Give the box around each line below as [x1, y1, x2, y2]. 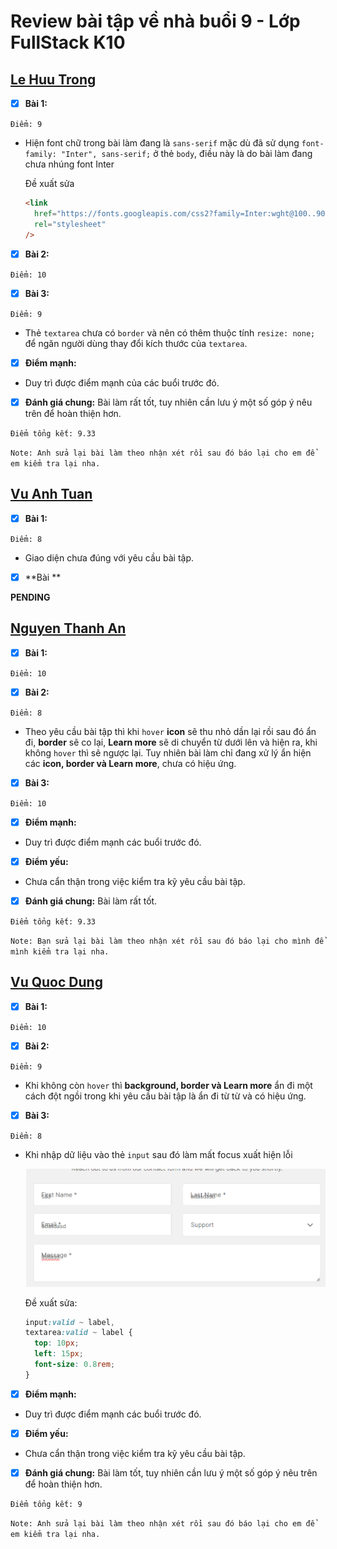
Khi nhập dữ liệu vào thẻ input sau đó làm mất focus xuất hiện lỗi [24, 1148, 293, 1160]
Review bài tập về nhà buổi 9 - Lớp [10, 10, 301, 33]
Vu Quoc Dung [10, 974, 103, 991]
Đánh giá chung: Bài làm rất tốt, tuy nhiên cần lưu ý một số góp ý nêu [24, 396, 313, 408]
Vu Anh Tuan [10, 486, 93, 503]
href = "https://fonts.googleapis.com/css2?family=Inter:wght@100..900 [34, 208, 330, 219]
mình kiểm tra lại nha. [10, 946, 110, 957]
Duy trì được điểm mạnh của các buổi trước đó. [24, 376, 220, 389]
